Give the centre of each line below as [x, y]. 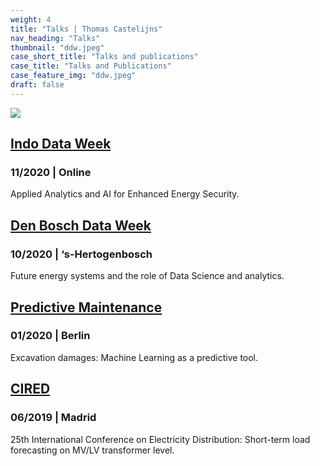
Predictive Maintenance [86, 307]
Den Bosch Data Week [81, 225]
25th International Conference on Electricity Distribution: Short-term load [160, 439]
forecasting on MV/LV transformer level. [92, 450]
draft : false [37, 85]
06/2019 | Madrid [53, 418]
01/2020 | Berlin [50, 336]
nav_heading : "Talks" [55, 38]
